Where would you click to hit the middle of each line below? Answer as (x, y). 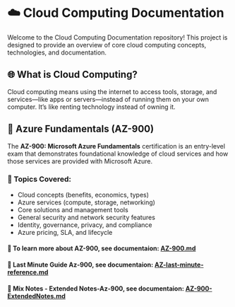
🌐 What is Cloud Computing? (72, 75)
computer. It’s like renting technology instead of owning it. (91, 107)
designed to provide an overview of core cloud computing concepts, (107, 45)
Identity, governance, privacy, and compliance (85, 225)
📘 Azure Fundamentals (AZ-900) (80, 129)
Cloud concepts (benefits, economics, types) (83, 195)
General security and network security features (86, 217)
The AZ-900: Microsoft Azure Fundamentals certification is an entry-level (116, 146)
